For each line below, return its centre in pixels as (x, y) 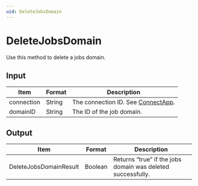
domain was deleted (141, 167)
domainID (22, 112)
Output (19, 133)
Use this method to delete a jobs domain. (56, 57)
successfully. (132, 174)
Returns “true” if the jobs (147, 159)
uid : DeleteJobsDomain (34, 12)
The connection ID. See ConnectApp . (123, 102)
